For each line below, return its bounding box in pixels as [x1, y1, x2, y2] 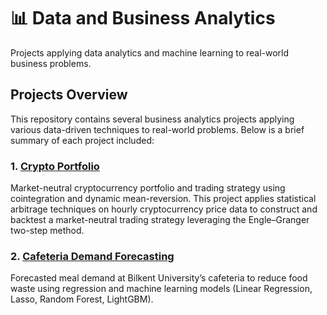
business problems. [10, 57, 92, 69]
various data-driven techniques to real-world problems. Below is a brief [10, 123, 305, 135]
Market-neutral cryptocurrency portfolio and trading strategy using [10, 182, 286, 194]
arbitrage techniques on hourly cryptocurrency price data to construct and [10, 203, 318, 215]
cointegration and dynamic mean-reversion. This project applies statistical [10, 193, 317, 205]
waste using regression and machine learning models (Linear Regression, [10, 283, 313, 295]
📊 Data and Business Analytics [10, 7, 276, 30]
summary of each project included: [10, 134, 155, 146]
